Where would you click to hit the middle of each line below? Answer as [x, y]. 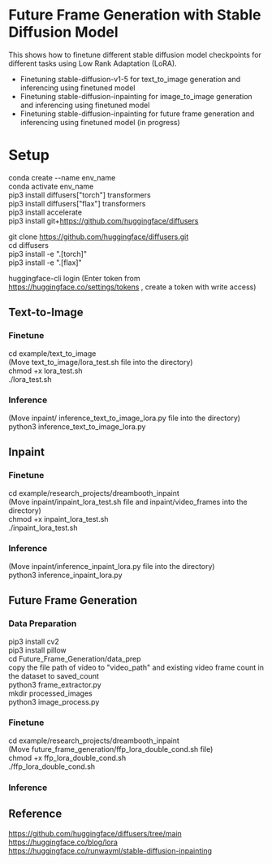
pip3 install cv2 [34, 641]
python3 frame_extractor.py [55, 684]
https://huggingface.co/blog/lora [63, 842]
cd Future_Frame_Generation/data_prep [75, 658]
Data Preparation [43, 623]
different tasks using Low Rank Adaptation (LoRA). [93, 63]
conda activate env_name [51, 186]
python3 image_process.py [54, 701]
